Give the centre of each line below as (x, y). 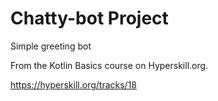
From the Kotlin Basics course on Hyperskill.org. (109, 65)
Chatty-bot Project (89, 18)
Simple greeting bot (51, 46)
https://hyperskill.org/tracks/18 (73, 84)
